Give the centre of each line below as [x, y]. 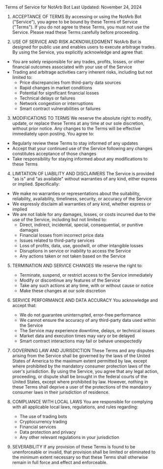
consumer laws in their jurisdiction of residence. [61, 392]
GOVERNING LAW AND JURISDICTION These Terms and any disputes [83, 351]
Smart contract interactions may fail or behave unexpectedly [81, 341]
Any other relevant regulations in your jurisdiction [69, 437]
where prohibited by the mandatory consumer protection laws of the [81, 366]
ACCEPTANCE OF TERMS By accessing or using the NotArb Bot [77, 16]
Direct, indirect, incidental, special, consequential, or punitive [81, 225]
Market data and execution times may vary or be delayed [77, 336]
